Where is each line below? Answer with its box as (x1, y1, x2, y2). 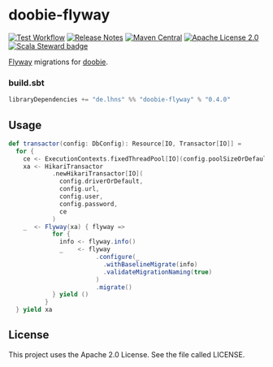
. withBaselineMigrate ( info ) (102, 260, 198, 269)
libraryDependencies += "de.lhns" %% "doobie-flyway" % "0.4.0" (8, 96, 231, 104)
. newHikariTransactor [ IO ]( (51, 170, 144, 178)
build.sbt (8, 77, 45, 89)
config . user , (59, 192, 104, 201)
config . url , (59, 185, 100, 193)
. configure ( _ (95, 253, 140, 261)
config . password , (59, 200, 118, 208)
